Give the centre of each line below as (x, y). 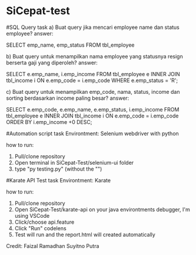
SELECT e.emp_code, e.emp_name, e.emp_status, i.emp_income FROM (93, 109)
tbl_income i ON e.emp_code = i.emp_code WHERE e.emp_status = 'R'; (92, 80)
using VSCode (32, 215)
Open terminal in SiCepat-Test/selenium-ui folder (74, 162)
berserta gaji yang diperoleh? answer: (52, 63)
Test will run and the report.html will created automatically (85, 234)
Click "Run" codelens (40, 228)
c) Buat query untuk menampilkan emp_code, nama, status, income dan (93, 91)
